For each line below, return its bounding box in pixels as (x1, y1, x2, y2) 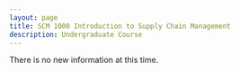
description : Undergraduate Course (9, 30, 143, 39)
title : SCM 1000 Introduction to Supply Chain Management (9, 22, 231, 31)
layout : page (9, 13, 58, 22)
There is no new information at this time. (9, 55, 159, 66)
